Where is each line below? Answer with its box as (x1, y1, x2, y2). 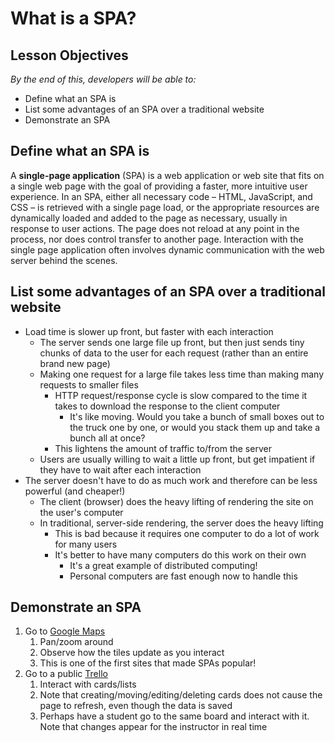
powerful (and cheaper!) (24, 485, 126, 497)
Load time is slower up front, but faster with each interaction (24, 325, 274, 337)
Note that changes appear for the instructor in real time (39, 721, 268, 733)
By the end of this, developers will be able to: (10, 73, 197, 85)
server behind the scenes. (10, 254, 118, 266)
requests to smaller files (39, 378, 139, 391)
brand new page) (39, 357, 111, 369)
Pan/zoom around (39, 636, 114, 648)
